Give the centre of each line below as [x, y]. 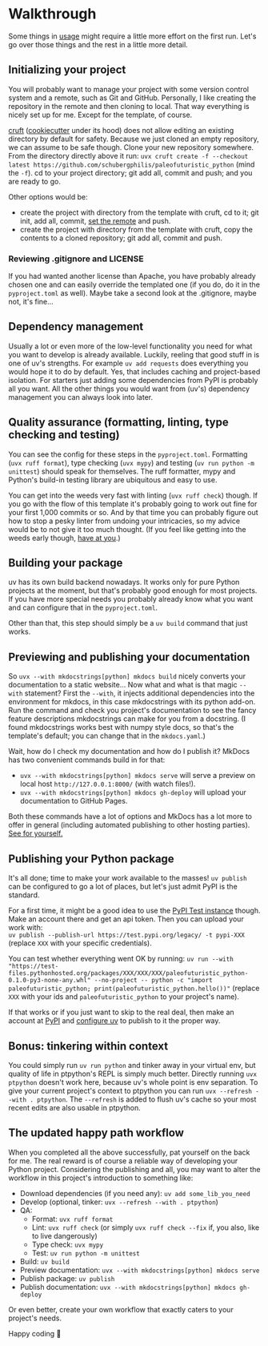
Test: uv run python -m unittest [86, 1253]
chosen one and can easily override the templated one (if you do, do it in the [134, 284]
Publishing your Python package [91, 858]
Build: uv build [44, 1261]
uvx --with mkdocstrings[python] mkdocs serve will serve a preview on [138, 776]
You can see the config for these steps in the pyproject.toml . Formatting [128, 454]
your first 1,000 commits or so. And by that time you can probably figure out [133, 512]
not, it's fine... [31, 302]
